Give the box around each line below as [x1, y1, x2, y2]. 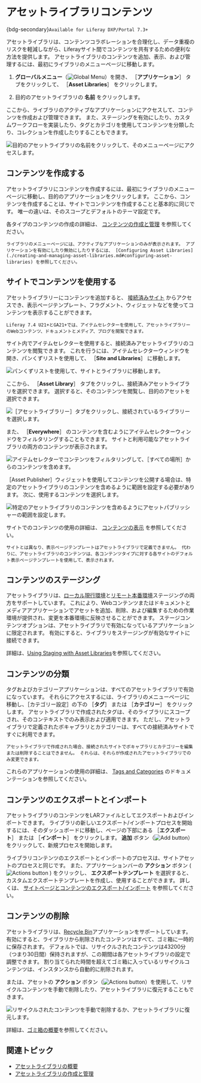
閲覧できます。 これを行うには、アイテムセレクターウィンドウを [32, 347, 190, 354]
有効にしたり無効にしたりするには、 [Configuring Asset [36, 247, 165, 254]
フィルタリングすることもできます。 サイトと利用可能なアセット [22, 435, 180, 442]
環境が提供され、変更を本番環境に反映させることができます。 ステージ [6, 614, 181, 622]
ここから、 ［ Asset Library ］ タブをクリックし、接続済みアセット [6, 380, 169, 387]
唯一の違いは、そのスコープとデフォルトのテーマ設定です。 [17, 207, 164, 215]
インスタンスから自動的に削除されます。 [37, 966, 137, 973]
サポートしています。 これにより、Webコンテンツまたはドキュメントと [16, 599, 191, 607]
